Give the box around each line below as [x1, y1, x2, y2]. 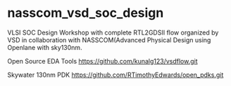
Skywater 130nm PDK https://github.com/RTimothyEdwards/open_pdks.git [7, 70, 224, 79]
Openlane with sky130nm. [7, 43, 82, 51]
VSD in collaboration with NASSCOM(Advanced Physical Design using [7, 35, 211, 44]
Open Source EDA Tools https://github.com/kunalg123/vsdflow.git [7, 56, 199, 65]
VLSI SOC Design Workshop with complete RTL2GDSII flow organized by [7, 28, 219, 37]
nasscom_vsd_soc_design [7, 5, 164, 21]
